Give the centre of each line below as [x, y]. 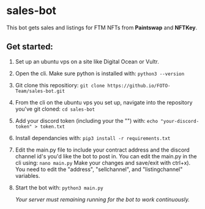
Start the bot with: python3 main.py [59, 188]
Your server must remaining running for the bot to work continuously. [102, 199]
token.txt [53, 127]
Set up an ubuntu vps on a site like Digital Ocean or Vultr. [87, 61]
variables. [28, 175]
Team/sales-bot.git [40, 91]
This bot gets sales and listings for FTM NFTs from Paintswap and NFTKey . [102, 28]
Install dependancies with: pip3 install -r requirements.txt [93, 137]
